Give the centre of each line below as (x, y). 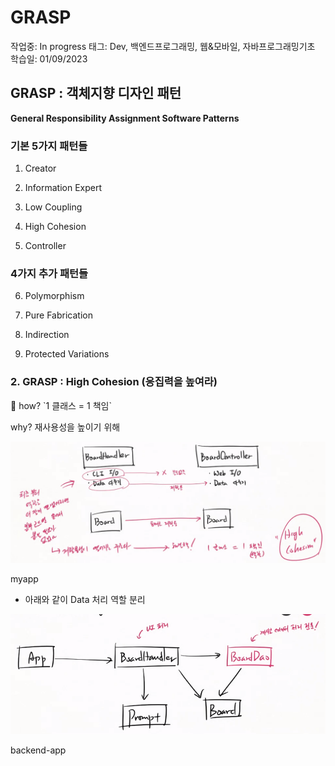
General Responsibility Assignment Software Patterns (125, 118)
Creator (40, 168)
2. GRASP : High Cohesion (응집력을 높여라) (114, 382)
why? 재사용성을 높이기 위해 (65, 427)
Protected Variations (67, 354)
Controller (45, 246)
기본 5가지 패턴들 (49, 146)
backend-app (38, 750)
